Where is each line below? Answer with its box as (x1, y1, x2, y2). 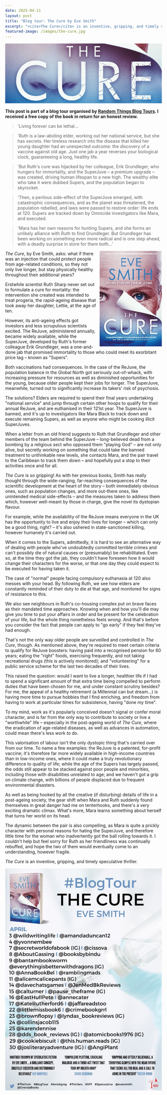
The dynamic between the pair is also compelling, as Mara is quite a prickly (5, 822, 160, 828)
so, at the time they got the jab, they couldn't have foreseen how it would (5, 555, 155, 561)
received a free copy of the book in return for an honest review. (5, 113, 138, 119)
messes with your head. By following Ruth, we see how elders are (5, 581, 140, 587)
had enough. (5, 627, 31, 633)
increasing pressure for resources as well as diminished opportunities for (5, 375, 155, 381)
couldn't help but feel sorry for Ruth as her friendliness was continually (5, 838, 151, 844)
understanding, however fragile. (5, 849, 71, 855)
